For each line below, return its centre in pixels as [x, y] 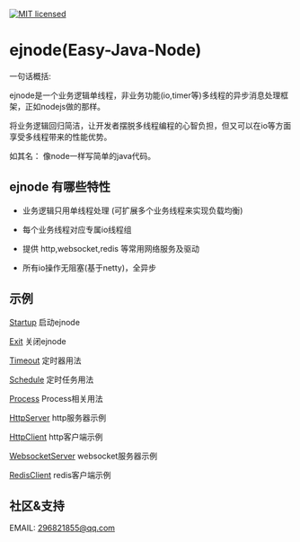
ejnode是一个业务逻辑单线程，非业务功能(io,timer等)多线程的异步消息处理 [145, 95]
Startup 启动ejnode [45, 322]
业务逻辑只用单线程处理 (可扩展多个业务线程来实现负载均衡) [132, 210]
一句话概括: [31, 76]
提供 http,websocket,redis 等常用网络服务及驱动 [111, 248]
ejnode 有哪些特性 [60, 187]
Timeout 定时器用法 [46, 360]
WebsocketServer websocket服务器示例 [84, 456]
